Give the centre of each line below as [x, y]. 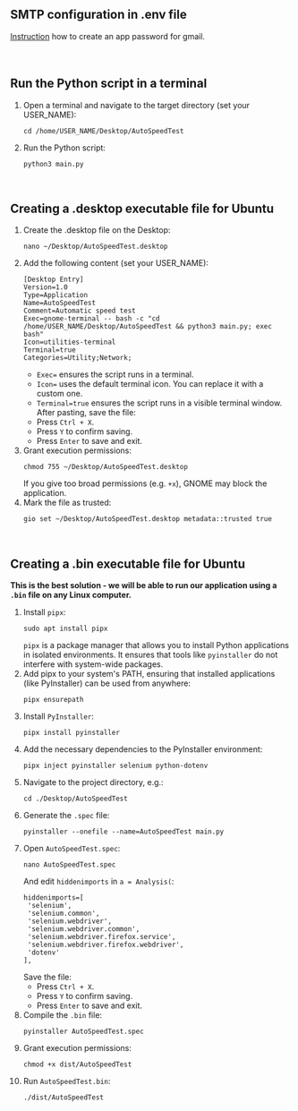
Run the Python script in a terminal [109, 84]
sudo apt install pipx [65, 629]
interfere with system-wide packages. [93, 664]
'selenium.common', [64, 914]
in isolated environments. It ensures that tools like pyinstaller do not [150, 655]
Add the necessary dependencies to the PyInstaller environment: [143, 749]
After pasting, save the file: [86, 413]
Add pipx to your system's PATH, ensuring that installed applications [149, 674]
